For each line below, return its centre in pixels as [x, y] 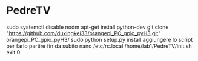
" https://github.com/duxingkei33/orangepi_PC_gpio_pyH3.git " [84, 33]
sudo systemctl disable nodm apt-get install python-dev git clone [87, 27]
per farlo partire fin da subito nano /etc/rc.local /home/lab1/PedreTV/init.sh [99, 46]
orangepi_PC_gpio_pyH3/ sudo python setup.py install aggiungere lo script [100, 39]
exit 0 [13, 52]
